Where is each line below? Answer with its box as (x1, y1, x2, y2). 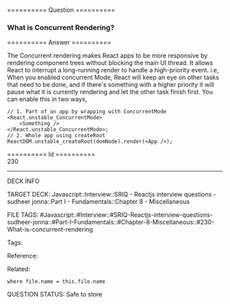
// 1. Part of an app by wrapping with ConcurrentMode (7, 109, 167, 115)
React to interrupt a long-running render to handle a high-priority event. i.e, (7, 66, 219, 74)
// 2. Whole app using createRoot (7, 133, 106, 139)
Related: (7, 265, 31, 273)
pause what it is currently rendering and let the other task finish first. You (7, 88, 214, 96)
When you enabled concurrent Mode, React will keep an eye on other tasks (7, 73, 219, 81)
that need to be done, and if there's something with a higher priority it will (7, 81, 214, 89)
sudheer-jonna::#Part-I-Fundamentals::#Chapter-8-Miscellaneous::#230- (7, 218, 214, 226)
